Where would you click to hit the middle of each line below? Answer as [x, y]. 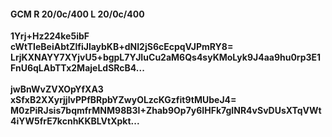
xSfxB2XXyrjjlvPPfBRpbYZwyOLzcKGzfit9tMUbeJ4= [123, 100]
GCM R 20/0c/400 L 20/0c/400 [77, 14]
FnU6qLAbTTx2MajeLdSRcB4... [77, 68]
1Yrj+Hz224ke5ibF [50, 36]
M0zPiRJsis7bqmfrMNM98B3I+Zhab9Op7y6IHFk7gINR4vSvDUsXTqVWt [166, 111]
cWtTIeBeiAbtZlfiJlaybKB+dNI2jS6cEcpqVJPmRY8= [122, 47]
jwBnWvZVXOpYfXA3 [57, 89]
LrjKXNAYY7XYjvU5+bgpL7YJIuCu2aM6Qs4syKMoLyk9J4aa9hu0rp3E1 [166, 57]
